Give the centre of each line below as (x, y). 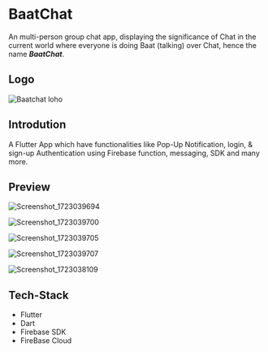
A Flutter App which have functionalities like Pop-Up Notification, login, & (131, 144)
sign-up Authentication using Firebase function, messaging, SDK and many (134, 153)
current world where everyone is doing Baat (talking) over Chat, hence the (133, 45)
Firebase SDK (43, 332)
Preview (30, 187)
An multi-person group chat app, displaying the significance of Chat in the (132, 37)
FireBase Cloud (46, 341)
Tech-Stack (39, 295)
